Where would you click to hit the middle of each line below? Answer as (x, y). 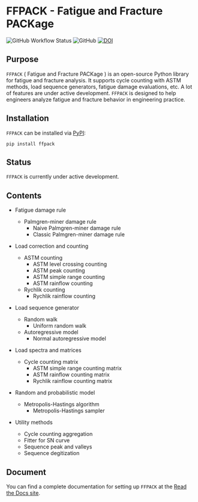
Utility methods (34, 423)
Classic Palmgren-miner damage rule (79, 234)
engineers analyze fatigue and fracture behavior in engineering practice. (96, 99)
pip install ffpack (31, 144)
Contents (24, 196)
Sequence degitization (52, 453)
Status (19, 162)
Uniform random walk (60, 326)
